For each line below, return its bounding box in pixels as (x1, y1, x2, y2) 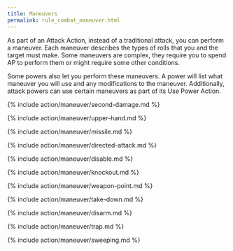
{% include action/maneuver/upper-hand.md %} (7, 113, 147, 122)
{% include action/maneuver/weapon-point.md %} (7, 181, 153, 189)
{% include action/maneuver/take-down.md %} (7, 195, 144, 203)
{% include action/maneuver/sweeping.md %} (7, 236, 141, 244)
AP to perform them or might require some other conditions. (7, 58, 181, 66)
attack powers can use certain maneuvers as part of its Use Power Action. (7, 87, 222, 95)
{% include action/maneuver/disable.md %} (7, 155, 134, 163)
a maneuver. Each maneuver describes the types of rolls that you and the (7, 43, 218, 52)
